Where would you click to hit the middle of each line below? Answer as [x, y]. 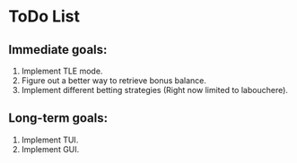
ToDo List [44, 17]
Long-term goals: [58, 118]
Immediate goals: [58, 50]
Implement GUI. [50, 149]
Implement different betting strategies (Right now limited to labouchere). [155, 90]
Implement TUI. [50, 140]
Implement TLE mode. [62, 71]
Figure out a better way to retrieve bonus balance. [114, 81]
